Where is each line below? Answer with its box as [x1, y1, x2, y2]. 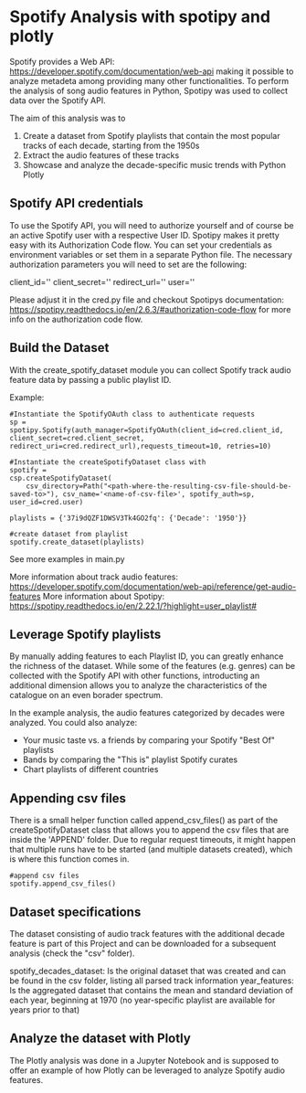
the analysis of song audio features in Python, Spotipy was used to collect [9, 85, 289, 96]
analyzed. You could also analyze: [9, 717, 138, 728]
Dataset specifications [9, 904, 142, 919]
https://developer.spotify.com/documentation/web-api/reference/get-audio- [9, 580, 297, 591]
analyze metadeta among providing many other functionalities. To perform [9, 75, 290, 86]
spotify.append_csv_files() [9, 879, 117, 888]
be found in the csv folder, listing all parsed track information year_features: [9, 975, 294, 986]
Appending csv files [9, 791, 126, 806]
